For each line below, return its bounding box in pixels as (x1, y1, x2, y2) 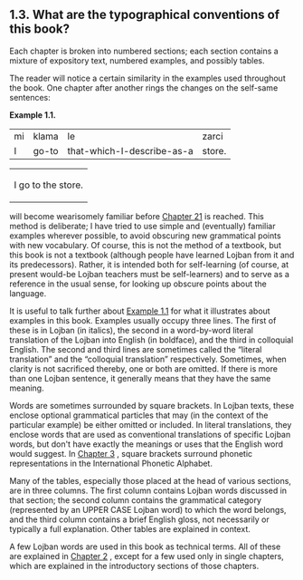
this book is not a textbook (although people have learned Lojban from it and (9, 249, 295, 260)
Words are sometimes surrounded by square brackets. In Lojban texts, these (9, 400, 295, 411)
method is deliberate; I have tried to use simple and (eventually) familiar (9, 220, 276, 231)
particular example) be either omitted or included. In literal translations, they (9, 419, 292, 430)
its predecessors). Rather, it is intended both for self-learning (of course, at (9, 258, 289, 270)
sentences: (9, 92, 52, 102)
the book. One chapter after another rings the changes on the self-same (9, 82, 279, 93)
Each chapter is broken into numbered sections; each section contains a (9, 45, 279, 56)
